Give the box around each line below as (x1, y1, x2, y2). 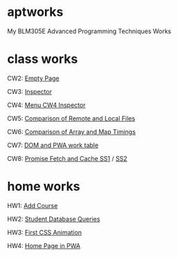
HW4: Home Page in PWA (7, 241, 81, 249)
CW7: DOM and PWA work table (7, 141, 99, 149)
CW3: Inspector (7, 87, 52, 95)
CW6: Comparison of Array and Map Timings (7, 127, 136, 135)
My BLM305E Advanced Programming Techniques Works (7, 27, 172, 35)
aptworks (7, 4, 64, 20)
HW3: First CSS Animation (7, 228, 82, 236)
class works (7, 51, 78, 67)
